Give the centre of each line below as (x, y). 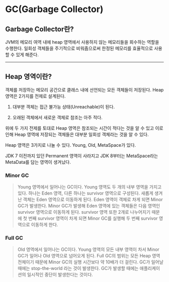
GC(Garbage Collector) (54, 9)
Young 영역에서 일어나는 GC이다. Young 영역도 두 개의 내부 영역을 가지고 (90, 187)
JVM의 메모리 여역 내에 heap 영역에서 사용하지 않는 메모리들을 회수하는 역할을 (82, 42)
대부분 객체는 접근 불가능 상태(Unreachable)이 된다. (63, 107)
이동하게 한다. (45, 225)
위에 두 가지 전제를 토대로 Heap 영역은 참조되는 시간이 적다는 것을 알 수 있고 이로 (84, 128)
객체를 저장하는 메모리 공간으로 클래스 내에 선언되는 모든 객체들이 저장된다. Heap (84, 89)
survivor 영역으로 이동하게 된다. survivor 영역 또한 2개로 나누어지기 (84, 212)
